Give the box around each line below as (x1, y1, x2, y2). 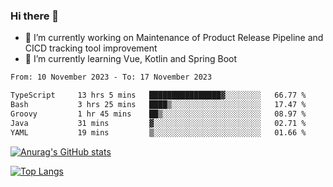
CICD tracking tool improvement (24, 42, 158, 54)
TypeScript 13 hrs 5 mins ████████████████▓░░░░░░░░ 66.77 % (10, 90, 307, 101)
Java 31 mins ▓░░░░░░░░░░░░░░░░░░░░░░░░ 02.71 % (10, 118, 307, 128)
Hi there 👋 (10, 9, 60, 23)
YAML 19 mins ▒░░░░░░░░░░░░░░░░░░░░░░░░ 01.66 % (10, 127, 307, 138)
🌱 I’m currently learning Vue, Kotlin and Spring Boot (24, 53, 238, 65)
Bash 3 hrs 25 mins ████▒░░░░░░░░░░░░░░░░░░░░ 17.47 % (10, 100, 307, 110)
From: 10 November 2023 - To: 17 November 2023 (10, 72, 213, 83)
